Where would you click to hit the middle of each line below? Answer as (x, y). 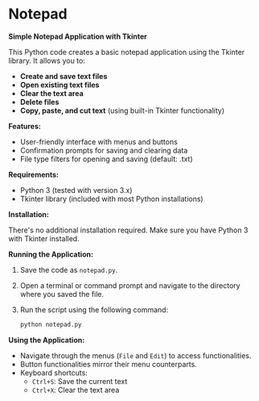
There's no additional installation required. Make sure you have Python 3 (128, 230)
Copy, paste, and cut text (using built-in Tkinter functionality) (122, 111)
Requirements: (33, 174)
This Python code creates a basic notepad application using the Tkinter (127, 52)
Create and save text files (64, 76)
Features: (25, 126)
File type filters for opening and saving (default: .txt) (106, 159)
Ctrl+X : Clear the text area (76, 390)
